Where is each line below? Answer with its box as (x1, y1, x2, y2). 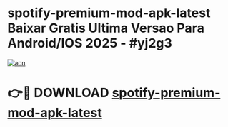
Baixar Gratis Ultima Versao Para (7, 20, 205, 36)
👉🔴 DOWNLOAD (7, 85, 109, 101)
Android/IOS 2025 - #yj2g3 (7, 35, 173, 51)
